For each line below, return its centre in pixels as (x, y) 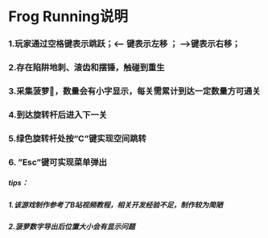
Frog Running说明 (68, 17)
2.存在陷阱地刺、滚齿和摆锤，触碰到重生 (87, 68)
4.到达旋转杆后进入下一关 (58, 115)
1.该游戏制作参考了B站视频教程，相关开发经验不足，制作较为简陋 (115, 205)
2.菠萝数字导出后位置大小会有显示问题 (72, 227)
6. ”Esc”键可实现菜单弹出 (58, 162)
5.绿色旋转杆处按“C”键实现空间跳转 (77, 138)
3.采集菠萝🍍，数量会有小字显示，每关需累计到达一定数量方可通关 (134, 91)
